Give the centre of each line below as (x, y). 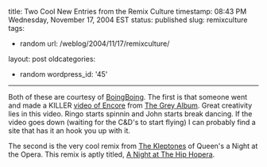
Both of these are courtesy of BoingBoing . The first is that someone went (128, 97)
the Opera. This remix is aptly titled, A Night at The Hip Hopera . (112, 154)
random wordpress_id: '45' (64, 74)
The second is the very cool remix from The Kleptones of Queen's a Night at (133, 146)
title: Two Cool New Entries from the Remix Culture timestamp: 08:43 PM (128, 11)
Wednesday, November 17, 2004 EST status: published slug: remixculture (128, 20)
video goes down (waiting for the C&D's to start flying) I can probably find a (132, 122)
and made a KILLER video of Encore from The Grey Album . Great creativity (130, 105)
